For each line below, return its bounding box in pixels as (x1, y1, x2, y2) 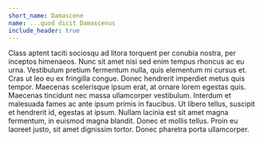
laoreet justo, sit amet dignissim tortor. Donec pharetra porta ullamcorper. (8, 124, 249, 134)
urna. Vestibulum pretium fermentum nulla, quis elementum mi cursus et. (8, 65, 247, 75)
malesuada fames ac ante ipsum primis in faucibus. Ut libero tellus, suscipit (8, 99, 255, 108)
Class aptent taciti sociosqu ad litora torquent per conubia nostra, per (8, 49, 237, 58)
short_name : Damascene (8, 11, 84, 20)
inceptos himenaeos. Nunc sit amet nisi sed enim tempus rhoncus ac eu (8, 57, 245, 66)
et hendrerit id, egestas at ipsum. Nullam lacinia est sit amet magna (8, 108, 229, 117)
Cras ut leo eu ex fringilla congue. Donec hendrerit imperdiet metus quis (8, 73, 245, 84)
